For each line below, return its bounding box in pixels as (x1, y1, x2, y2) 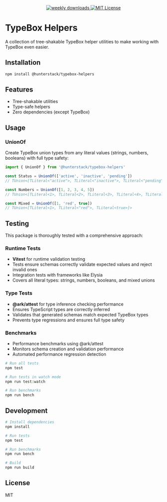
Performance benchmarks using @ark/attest (12, 340, 103, 346)
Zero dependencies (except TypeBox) (12, 109, 90, 115)
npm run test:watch (5, 379, 46, 384)
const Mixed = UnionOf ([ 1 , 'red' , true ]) (5, 201, 92, 206)
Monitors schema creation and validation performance (12, 346, 124, 352)
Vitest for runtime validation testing (12, 256, 85, 262)
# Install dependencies (5, 420, 55, 425)
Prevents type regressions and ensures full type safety (12, 317, 125, 323)
